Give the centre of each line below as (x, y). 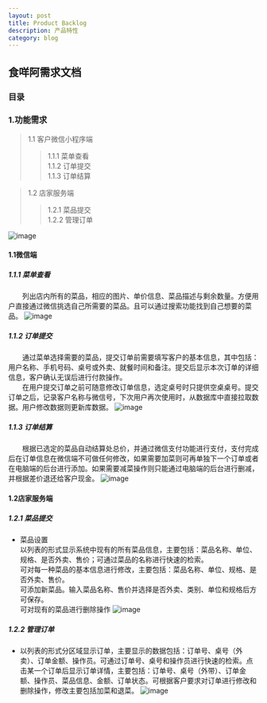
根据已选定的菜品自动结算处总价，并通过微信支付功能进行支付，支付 (133, 449)
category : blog (33, 38)
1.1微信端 (23, 255)
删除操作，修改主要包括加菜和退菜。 (79, 690)
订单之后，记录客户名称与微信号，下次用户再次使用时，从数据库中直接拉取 (130, 397)
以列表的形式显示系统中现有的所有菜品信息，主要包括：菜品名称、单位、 (138, 549)
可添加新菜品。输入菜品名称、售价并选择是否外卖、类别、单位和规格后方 (138, 589)
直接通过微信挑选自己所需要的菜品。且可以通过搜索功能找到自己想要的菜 (133, 306)
